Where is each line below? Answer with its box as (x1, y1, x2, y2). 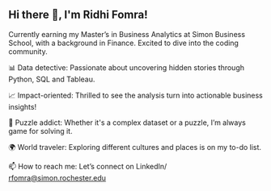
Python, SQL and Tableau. (8, 74, 95, 84)
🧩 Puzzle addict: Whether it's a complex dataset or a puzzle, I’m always (8, 118, 247, 127)
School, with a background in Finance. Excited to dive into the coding (8, 38, 239, 48)
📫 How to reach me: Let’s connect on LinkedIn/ (8, 161, 167, 171)
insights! (8, 102, 37, 111)
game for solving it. (8, 126, 73, 135)
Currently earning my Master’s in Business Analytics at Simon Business (8, 29, 245, 39)
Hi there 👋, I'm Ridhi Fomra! (8, 8, 148, 22)
